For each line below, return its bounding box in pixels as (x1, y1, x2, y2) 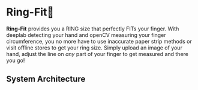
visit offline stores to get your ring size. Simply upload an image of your (6, 44, 183, 51)
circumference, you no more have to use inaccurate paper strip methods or (6, 38, 192, 45)
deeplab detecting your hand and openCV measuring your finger (6, 31, 166, 38)
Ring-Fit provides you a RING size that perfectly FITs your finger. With (6, 25, 179, 32)
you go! (6, 57, 25, 64)
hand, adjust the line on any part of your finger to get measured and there (6, 50, 189, 57)
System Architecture (6, 74, 86, 84)
